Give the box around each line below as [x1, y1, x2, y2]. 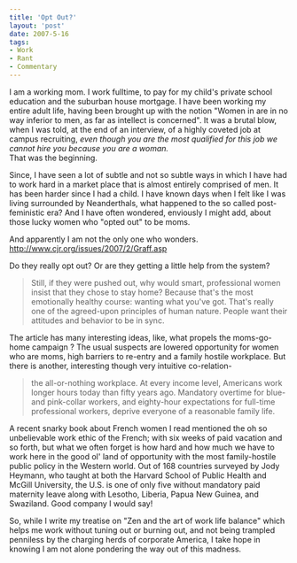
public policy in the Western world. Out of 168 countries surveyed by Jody [9, 460, 280, 471]
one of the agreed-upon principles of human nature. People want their [30, 305, 288, 316]
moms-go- [232, 332, 272, 343]
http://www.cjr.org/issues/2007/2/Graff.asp [9, 243, 168, 253]
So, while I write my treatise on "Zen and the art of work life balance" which [9, 515, 285, 526]
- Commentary [9, 63, 58, 72]
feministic [9, 207, 45, 218]
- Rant [9, 54, 34, 63]
